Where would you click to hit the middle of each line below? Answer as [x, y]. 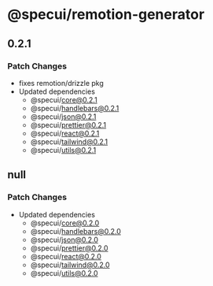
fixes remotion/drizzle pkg [61, 83]
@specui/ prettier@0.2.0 [69, 248]
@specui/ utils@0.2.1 [63, 150]
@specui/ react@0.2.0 [66, 256]
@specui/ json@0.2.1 [63, 117]
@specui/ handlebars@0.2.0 [75, 231]
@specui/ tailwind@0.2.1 [69, 141]
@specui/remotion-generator [106, 15]
